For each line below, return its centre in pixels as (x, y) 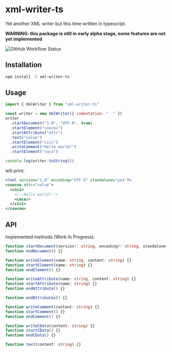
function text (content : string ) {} (43, 345)
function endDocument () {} (34, 251)
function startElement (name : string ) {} (49, 265)
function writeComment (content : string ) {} (52, 307)
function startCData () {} (33, 331)
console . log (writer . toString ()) (40, 161)
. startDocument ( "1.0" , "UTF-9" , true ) (51, 123)
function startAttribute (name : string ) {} (51, 284)
